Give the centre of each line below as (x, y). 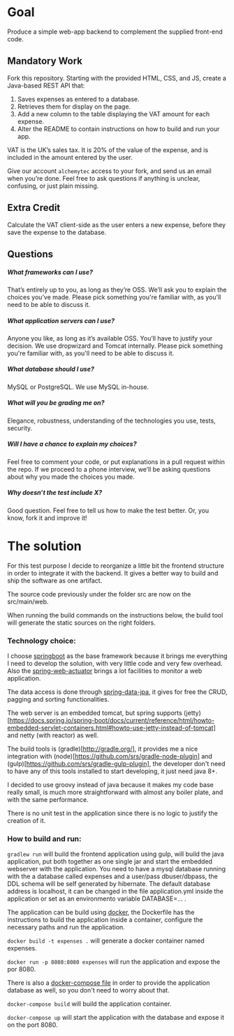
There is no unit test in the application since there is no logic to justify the (112, 813)
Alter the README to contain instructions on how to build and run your (118, 129)
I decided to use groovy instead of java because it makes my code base (111, 785)
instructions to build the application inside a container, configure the (105, 920)
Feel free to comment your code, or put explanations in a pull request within (116, 462)
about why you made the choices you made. (71, 477)
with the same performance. (48, 799)
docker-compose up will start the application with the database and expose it (116, 1018)
